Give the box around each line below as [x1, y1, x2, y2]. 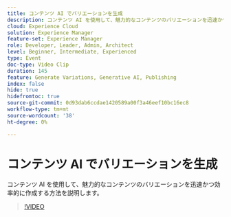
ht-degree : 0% [7, 118, 48, 126]
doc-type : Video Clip [7, 61, 69, 68]
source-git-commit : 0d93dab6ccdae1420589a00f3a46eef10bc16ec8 [7, 100, 189, 106]
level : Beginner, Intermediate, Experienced [7, 49, 137, 56]
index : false [7, 80, 45, 87]
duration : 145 [7, 67, 48, 74]
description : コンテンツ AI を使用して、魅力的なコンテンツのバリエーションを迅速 [7, 16, 218, 23]
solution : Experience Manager [7, 29, 94, 36]
